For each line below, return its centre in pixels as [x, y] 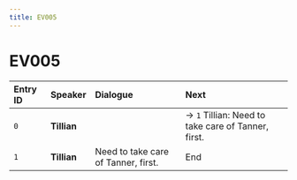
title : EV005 [33, 17]
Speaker [68, 94]
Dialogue [114, 94]
